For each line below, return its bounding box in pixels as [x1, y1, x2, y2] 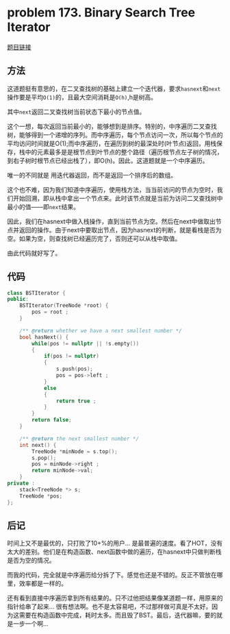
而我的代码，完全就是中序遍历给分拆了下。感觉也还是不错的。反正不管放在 [7, 571, 217, 579]
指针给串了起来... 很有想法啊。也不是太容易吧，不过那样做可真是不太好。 [7, 602, 212, 611]
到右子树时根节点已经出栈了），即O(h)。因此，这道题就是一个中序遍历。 [7, 156, 209, 164]
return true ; [55, 398, 97, 404]
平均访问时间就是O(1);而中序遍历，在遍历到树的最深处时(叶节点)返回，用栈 [7, 139, 217, 147]
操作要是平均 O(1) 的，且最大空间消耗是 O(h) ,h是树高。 [7, 93, 157, 101]
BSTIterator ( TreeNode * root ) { [19, 302, 109, 309]
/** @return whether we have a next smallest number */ [19, 327, 183, 334]
